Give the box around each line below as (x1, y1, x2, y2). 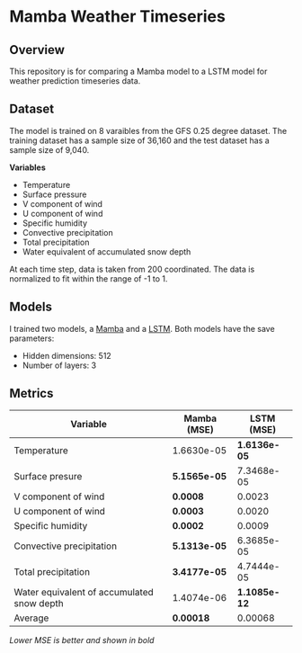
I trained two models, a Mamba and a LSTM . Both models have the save (9, 323, 276, 334)
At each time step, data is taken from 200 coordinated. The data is (9, 264, 255, 274)
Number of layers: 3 (22, 360, 97, 371)
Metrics (9, 386, 54, 401)
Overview (9, 42, 66, 58)
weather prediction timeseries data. (9, 76, 141, 86)
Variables (9, 162, 47, 173)
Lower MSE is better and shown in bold (9, 635, 155, 646)
